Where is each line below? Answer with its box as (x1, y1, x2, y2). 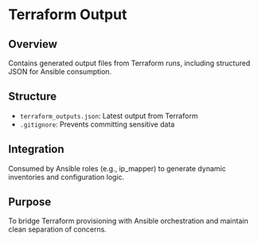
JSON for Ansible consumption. (8, 67, 112, 76)
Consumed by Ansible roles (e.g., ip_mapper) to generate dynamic (8, 163, 226, 173)
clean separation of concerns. (8, 224, 107, 234)
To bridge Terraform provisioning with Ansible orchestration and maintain (8, 217, 248, 226)
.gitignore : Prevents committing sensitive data (19, 119, 175, 129)
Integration (8, 142, 65, 156)
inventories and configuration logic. (8, 172, 125, 181)
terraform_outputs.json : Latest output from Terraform (19, 111, 198, 120)
